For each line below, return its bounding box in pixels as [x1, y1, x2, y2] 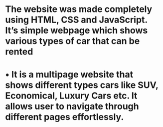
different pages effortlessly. [5, 111, 124, 123]
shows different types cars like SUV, [5, 79, 159, 91]
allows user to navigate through [5, 101, 139, 112]
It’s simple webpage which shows [5, 25, 148, 36]
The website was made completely [5, 3, 153, 15]
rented [5, 46, 33, 57]
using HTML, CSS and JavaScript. [5, 14, 148, 25]
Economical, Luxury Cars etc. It [5, 90, 138, 101]
